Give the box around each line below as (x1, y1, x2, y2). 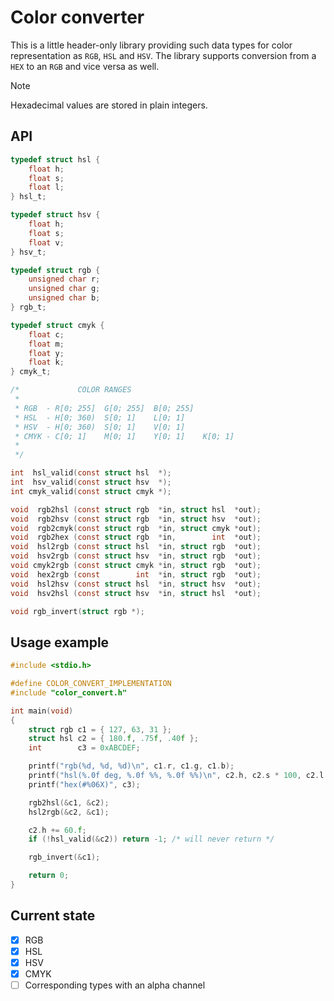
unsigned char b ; (28, 293, 101, 303)
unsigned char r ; (28, 274, 101, 285)
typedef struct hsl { (10, 154, 101, 165)
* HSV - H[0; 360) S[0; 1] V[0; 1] (14, 422, 186, 432)
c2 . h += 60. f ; (28, 825, 87, 835)
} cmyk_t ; (10, 367, 52, 377)
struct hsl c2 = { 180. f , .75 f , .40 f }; (28, 734, 199, 744)
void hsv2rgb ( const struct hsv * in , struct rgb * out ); (10, 551, 262, 561)
